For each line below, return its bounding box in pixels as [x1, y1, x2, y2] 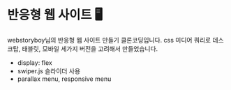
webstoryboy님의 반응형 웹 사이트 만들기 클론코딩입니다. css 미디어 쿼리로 [7, 36, 211, 44]
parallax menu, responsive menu [17, 75, 112, 83]
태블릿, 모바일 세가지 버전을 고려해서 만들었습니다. [22, 44, 158, 53]
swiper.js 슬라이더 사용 [17, 66, 81, 75]
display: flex [17, 58, 52, 67]
